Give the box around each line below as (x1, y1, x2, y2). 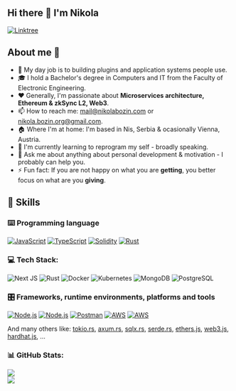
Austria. (17, 135, 41, 143)
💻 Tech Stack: (7, 255, 59, 265)
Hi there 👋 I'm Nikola (7, 7, 100, 19)
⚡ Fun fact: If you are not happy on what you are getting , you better (17, 165, 216, 174)
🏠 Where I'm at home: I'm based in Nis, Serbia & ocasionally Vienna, (17, 125, 220, 133)
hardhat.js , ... (7, 331, 46, 341)
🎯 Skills (7, 197, 41, 209)
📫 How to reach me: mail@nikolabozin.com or (17, 106, 154, 115)
